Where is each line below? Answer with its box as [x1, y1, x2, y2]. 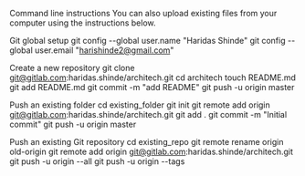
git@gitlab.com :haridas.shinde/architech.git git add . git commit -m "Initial [9, 109, 288, 119]
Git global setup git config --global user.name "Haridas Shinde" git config [9, 36, 286, 46]
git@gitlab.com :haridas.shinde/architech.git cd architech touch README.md [9, 72, 297, 83]
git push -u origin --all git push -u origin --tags [9, 156, 185, 167]
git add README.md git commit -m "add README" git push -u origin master [9, 82, 295, 92]
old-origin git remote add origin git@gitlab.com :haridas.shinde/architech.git [9, 146, 294, 157]
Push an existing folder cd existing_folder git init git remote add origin [9, 99, 271, 110]
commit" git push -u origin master [9, 119, 137, 129]
